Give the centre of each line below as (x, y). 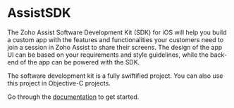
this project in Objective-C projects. (59, 83)
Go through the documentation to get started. (73, 97)
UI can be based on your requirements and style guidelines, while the (108, 55)
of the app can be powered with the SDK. (80, 62)
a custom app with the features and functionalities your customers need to (116, 39)
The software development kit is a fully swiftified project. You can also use (115, 76)
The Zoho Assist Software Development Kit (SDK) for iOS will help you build (117, 32)
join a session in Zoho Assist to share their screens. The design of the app (115, 47)
